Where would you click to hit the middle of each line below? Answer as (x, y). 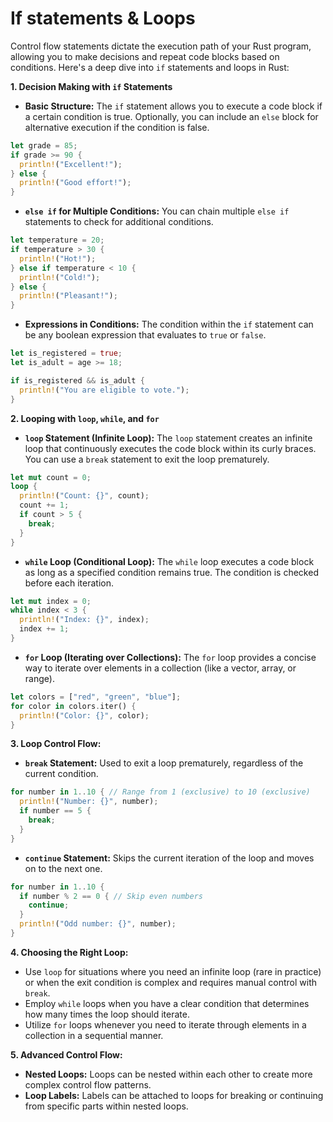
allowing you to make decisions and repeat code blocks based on (145, 56)
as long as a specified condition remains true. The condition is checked (171, 572)
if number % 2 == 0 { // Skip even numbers (111, 896)
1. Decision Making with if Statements (91, 86)
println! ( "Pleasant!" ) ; (68, 296)
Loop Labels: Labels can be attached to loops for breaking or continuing (174, 1095)
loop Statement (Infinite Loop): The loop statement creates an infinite (168, 438)
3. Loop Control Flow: (56, 744)
